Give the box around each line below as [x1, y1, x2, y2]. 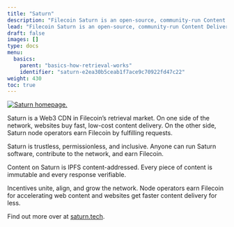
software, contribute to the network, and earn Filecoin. [7, 150, 164, 158]
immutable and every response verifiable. [7, 171, 127, 179]
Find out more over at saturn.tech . [7, 212, 105, 221]
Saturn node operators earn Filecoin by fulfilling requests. [7, 129, 173, 137]
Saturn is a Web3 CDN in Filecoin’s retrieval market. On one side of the [7, 114, 210, 123]
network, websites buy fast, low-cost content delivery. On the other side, [7, 121, 217, 130]
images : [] [7, 36, 39, 43]
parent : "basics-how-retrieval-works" [19, 62, 132, 69]
